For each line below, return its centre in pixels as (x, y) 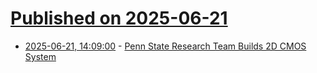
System (40, 56)
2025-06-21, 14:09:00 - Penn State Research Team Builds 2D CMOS (165, 46)
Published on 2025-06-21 (119, 18)
